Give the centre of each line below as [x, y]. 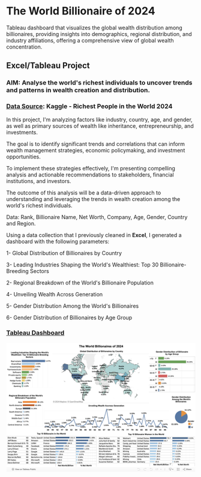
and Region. [21, 223]
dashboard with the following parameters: [58, 241]
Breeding [17, 271]
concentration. [24, 47]
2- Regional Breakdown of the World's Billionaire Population [80, 283]
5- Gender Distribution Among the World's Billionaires [73, 306]
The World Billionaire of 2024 [81, 11]
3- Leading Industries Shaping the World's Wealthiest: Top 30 [82, 265]
